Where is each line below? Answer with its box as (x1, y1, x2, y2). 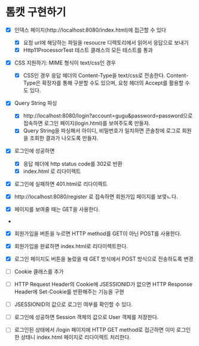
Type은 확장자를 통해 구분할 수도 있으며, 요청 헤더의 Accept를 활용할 (23, 79, 183, 86)
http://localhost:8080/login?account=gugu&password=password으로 (23, 112, 193, 119)
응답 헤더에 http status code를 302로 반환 (23, 160, 123, 167)
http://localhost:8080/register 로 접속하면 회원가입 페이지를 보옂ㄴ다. (14, 193, 178, 200)
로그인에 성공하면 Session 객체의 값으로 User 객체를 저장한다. (14, 314, 159, 321)
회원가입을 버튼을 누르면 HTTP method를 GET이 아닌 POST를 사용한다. (14, 230, 182, 237)
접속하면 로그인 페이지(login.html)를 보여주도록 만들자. (23, 120, 151, 127)
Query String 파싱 (14, 100, 57, 107)
